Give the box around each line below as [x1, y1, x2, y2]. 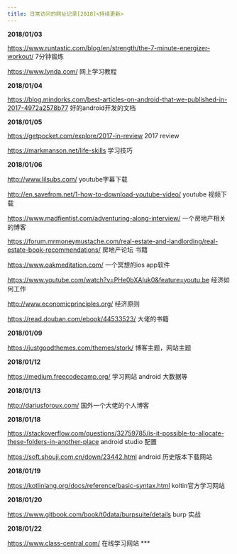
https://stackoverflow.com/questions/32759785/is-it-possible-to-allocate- [7, 428, 225, 437]
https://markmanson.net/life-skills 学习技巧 [7, 146, 133, 155]
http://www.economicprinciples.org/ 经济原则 [7, 299, 140, 308]
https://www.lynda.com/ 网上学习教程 [7, 67, 117, 75]
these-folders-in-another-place [7, 437, 99, 445]
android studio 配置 [100, 437, 158, 445]
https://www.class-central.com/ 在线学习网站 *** [7, 538, 150, 547]
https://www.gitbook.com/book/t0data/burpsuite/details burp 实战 [7, 510, 201, 519]
